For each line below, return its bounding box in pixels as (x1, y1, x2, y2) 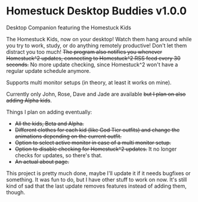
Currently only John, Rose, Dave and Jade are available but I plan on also (6, 90, 186, 97)
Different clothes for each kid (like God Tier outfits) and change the (14, 126, 180, 133)
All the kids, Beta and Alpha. (14, 120, 85, 127)
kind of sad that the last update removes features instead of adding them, (6, 182, 187, 189)
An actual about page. (14, 158, 70, 165)
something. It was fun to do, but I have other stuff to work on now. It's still (6, 176, 187, 183)
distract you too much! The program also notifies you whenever (6, 48, 163, 55)
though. (6, 188, 26, 195)
